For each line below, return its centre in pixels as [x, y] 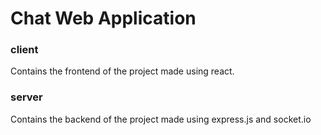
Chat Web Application [103, 18]
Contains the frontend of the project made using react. [122, 71]
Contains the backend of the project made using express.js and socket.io [161, 119]
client [24, 50]
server [26, 97]
